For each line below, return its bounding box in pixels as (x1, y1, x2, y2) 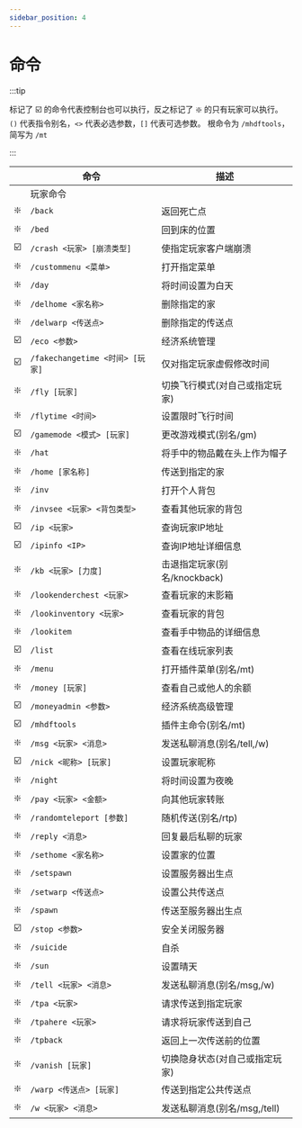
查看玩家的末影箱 (161, 589, 234, 601)
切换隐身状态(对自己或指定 (161, 1052, 273, 1065)
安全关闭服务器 (161, 924, 225, 936)
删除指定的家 (161, 298, 216, 311)
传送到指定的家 (161, 465, 225, 478)
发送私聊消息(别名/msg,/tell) (161, 1102, 280, 1114)
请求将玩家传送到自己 (161, 1016, 252, 1029)
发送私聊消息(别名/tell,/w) (161, 737, 270, 750)
